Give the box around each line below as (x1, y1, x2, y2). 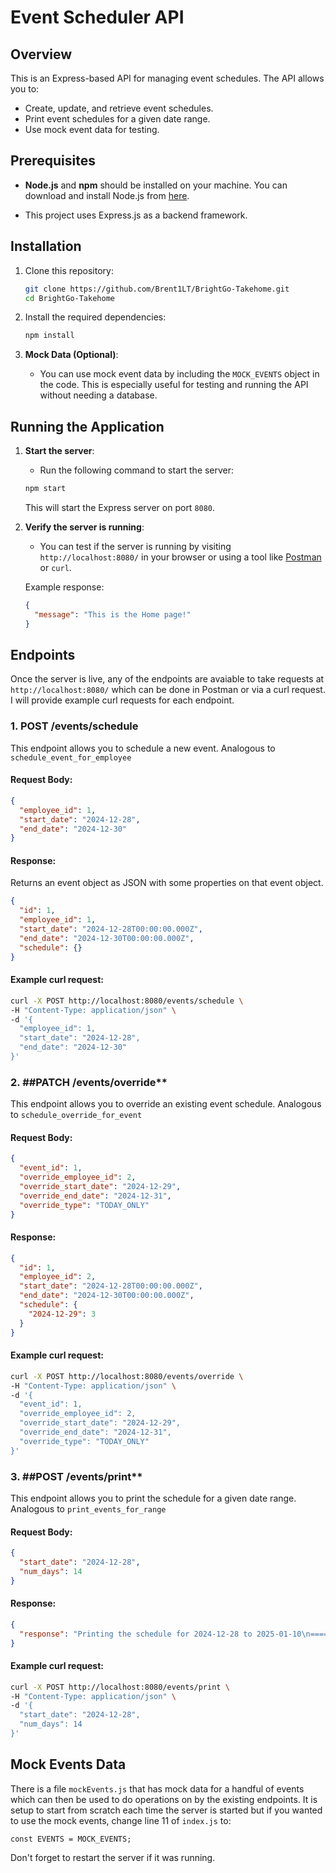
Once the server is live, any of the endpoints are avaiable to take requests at (10, 673, 325, 685)
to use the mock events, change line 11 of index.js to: (10, 1814, 232, 1826)
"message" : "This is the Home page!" (34, 609, 192, 620)
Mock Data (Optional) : (24, 349, 119, 361)
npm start (24, 484, 67, 494)
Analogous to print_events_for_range (10, 1502, 167, 1515)
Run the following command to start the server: (39, 464, 235, 476)
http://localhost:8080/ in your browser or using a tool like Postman (39, 551, 322, 563)
